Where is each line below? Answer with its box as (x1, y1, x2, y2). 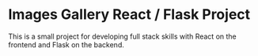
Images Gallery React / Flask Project (8, 6, 251, 24)
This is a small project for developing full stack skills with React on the (8, 32, 237, 41)
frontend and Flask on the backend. (8, 39, 124, 49)
